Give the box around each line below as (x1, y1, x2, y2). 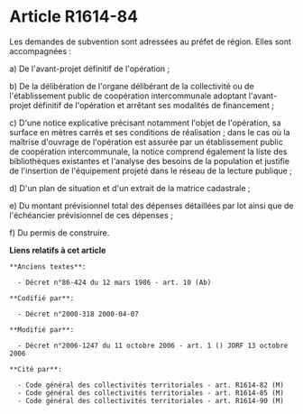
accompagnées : (9, 45, 72, 56)
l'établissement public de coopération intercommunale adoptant (9, 90, 247, 101)
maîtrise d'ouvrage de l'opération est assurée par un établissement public (9, 136, 284, 147)
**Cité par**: (9, 364, 63, 373)
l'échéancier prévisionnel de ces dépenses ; (9, 209, 173, 220)
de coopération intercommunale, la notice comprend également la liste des (9, 146, 288, 157)
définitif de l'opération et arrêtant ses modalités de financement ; (32, 99, 275, 110)
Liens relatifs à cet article (9, 244, 106, 255)
